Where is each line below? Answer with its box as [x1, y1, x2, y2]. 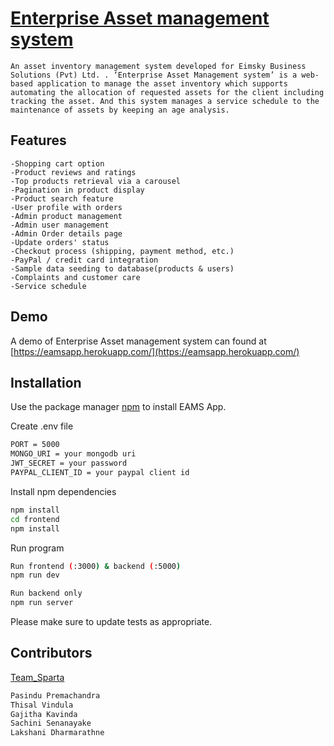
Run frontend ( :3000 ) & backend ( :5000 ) [10, 561, 182, 571]
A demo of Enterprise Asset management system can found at [10, 335, 267, 347]
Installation [10, 374, 82, 391]
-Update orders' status [10, 237, 110, 247]
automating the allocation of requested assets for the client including [10, 87, 325, 97]
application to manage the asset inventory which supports [36, 78, 288, 89]
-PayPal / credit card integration [10, 255, 159, 265]
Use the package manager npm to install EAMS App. [10, 401, 227, 413]
